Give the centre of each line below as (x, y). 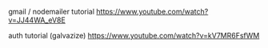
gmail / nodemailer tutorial (51, 12)
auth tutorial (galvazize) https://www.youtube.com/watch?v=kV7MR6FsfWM (134, 36)
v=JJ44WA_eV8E (37, 20)
